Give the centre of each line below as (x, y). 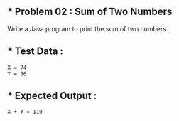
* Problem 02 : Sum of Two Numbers (90, 12)
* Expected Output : (52, 96)
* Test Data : (36, 52)
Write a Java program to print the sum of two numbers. (88, 28)
